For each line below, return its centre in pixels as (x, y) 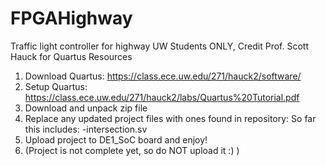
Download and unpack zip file (86, 108)
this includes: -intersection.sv (86, 129)
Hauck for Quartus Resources (71, 56)
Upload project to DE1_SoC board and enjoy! (116, 139)
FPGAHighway (71, 18)
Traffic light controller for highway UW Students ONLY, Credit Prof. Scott (159, 46)
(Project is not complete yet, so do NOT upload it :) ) (132, 150)
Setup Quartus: (56, 86)
